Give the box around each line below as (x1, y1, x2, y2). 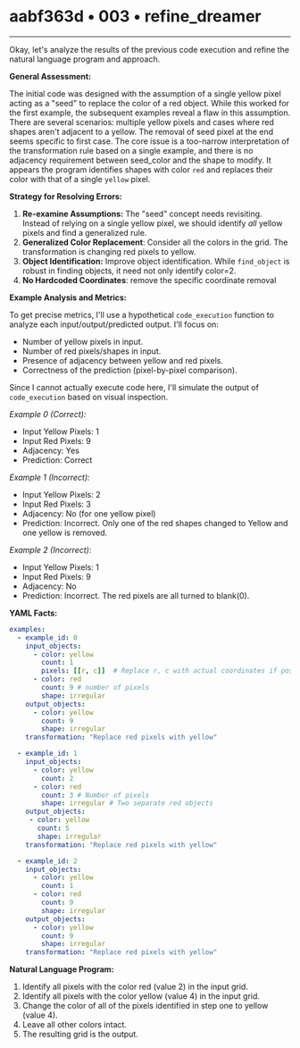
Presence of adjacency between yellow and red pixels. (21, 355, 223, 365)
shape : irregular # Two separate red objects (41, 799, 214, 808)
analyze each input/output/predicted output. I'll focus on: (9, 319, 219, 330)
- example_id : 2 (17, 856, 78, 866)
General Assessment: (9, 71, 92, 81)
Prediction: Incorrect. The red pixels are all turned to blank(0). (21, 590, 250, 600)
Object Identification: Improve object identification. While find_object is (21, 256, 290, 266)
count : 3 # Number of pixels (41, 791, 150, 800)
